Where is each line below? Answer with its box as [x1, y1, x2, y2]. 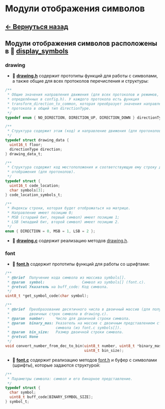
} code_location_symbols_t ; [5, 192, 63, 197]
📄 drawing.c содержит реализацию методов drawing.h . [12, 237, 129, 244]
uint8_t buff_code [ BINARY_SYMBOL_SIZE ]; [9, 395, 93, 400]
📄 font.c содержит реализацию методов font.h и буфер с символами [12, 357, 157, 363]
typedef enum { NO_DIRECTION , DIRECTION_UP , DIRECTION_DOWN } [5, 115, 135, 120]
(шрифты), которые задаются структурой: [12, 362, 101, 368]
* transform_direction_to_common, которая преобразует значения [7, 101, 141, 106]
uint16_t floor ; [9, 142, 43, 147]
